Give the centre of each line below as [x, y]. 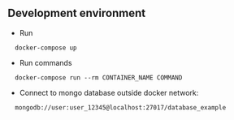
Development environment [77, 13]
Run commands [45, 62]
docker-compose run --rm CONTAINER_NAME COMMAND [99, 77]
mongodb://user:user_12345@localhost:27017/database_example [121, 107]
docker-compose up [46, 48]
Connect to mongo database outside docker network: [109, 92]
